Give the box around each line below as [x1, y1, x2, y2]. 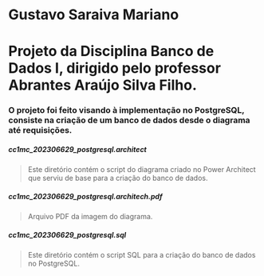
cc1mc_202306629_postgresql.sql [8, 230, 127, 239]
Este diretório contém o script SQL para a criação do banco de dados [27, 250, 256, 260]
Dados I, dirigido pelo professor [8, 59, 222, 78]
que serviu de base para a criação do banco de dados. [27, 174, 208, 183]
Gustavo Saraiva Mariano [8, 6, 179, 24]
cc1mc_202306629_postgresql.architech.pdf [8, 191, 163, 201]
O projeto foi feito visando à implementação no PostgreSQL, [8, 105, 245, 116]
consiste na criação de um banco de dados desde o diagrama [8, 114, 250, 126]
